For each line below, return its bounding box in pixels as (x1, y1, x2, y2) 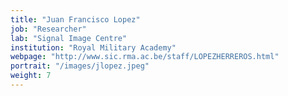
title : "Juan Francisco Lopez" (10, 14, 141, 25)
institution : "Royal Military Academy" (10, 42, 177, 53)
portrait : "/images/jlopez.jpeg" (10, 61, 150, 71)
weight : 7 (10, 71, 52, 81)
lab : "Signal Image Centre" (10, 33, 128, 43)
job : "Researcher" (10, 24, 87, 34)
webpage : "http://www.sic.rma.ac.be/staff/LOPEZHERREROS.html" (10, 52, 280, 62)
